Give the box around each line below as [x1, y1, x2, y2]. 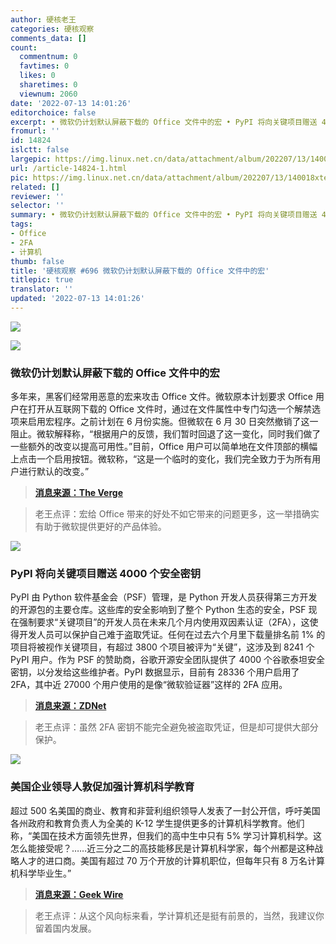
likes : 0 [19, 71, 56, 81]
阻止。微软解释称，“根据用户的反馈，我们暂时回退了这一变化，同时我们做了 [10, 428, 322, 440]
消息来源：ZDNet [34, 700, 107, 712]
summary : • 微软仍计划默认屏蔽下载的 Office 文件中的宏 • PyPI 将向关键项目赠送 [10, 210, 318, 220]
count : [10, 42, 38, 53]
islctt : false [10, 145, 70, 155]
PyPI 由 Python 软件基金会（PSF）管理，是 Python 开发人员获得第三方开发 [10, 591, 318, 603]
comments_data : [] [10, 33, 87, 43]
